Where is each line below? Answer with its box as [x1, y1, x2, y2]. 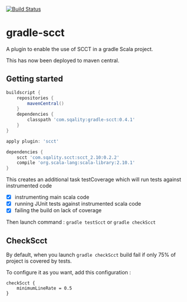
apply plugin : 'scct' [6, 138, 59, 144]
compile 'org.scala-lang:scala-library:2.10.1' [16, 160, 135, 166]
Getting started [6, 74, 64, 84]
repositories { [16, 95, 54, 101]
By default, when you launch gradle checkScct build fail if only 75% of [6, 251, 176, 259]
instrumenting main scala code [14, 194, 89, 201]
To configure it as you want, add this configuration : [6, 269, 131, 276]
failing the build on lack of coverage [14, 207, 102, 214]
